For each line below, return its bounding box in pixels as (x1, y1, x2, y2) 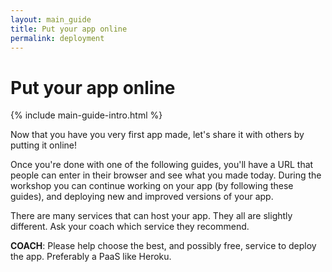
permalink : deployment (10, 33, 105, 43)
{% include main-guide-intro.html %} (10, 109, 163, 121)
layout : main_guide (10, 14, 92, 25)
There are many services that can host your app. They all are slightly (10, 210, 293, 222)
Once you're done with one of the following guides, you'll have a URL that (10, 159, 314, 171)
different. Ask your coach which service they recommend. (10, 221, 250, 233)
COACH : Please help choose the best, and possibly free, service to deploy (10, 240, 317, 252)
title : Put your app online (10, 24, 128, 34)
